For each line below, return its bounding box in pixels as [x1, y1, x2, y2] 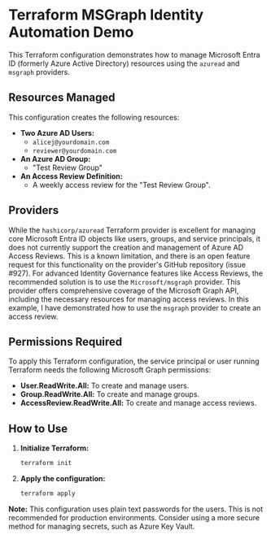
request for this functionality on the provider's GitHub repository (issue [8, 259, 247, 269]
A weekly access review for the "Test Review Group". [32, 180, 211, 189]
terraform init [20, 459, 72, 467]
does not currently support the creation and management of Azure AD [8, 242, 244, 252]
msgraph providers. [8, 67, 71, 76]
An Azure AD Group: [20, 154, 91, 163]
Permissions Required [8, 335, 123, 349]
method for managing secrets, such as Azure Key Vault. [8, 521, 195, 531]
